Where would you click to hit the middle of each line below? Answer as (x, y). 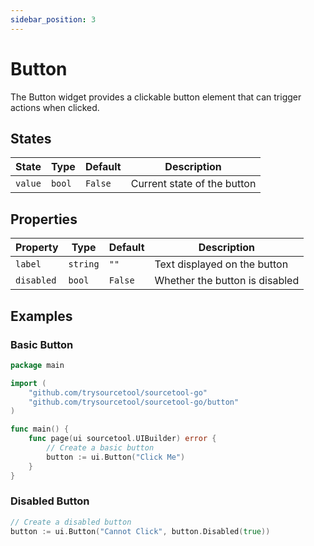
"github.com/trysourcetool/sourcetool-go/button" (134, 402)
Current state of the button (193, 184)
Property (37, 248)
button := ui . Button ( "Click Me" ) (116, 457)
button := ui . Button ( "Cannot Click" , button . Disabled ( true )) (140, 531)
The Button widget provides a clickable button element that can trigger (156, 97)
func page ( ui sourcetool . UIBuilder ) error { (122, 439)
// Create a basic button (100, 448)
